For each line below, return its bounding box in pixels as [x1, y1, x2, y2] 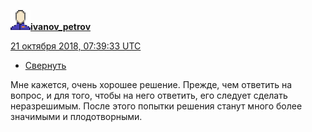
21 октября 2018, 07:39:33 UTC [10, 40, 142, 52]
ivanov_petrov [30, 21, 92, 32]
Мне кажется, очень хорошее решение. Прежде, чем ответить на [10, 79, 293, 90]
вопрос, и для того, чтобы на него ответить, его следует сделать [10, 90, 288, 101]
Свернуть [24, 60, 67, 71]
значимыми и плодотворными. [10, 111, 143, 122]
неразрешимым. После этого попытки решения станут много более [10, 100, 303, 112]
